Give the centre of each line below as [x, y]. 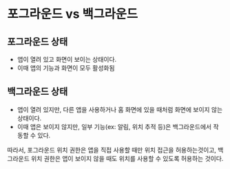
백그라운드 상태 [38, 92]
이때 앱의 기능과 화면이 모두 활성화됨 [66, 68]
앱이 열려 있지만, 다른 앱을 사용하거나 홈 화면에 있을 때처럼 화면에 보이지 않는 [120, 109]
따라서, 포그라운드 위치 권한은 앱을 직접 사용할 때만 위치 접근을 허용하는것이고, [112, 150]
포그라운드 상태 [38, 42]
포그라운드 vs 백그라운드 [73, 14]
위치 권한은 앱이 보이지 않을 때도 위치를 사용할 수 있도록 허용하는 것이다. [127, 158]
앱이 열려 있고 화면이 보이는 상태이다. [67, 59]
